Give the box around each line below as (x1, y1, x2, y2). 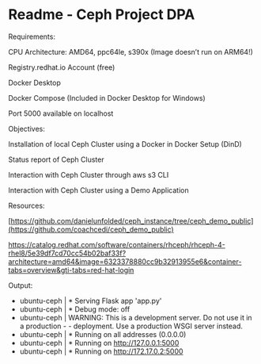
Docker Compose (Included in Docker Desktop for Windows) (8, 93, 206, 102)
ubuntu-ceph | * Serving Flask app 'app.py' (19, 296, 162, 305)
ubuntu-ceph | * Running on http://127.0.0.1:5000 (19, 338, 180, 347)
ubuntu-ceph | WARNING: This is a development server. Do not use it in (19, 312, 252, 322)
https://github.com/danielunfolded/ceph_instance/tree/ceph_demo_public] (10, 216, 254, 225)
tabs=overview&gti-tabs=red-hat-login (8, 265, 134, 274)
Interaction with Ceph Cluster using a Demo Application (8, 185, 189, 195)
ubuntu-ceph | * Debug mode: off (19, 304, 130, 314)
